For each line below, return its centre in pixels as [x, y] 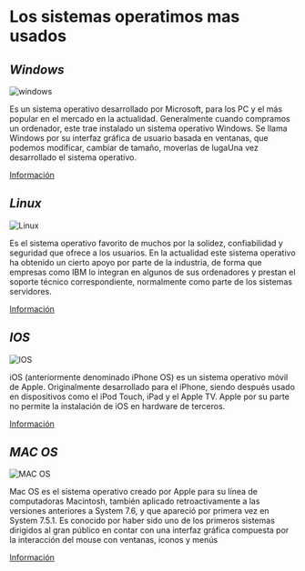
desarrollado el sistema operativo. [73, 157]
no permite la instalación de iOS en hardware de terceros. [117, 406]
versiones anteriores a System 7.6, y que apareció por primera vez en [140, 511]
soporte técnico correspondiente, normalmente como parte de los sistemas [151, 281]
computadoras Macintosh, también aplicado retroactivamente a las [135, 501]
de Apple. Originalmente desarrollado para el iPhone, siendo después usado [152, 386]
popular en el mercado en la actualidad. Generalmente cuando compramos [150, 119]
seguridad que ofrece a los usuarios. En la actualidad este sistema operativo [152, 253]
